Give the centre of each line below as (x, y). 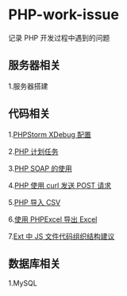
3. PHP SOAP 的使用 (40, 168)
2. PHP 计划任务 (33, 151)
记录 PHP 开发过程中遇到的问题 (59, 37)
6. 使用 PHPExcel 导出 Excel (53, 219)
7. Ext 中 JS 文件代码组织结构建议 (62, 236)
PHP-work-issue (63, 15)
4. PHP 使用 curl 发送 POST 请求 (60, 185)
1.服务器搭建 (28, 86)
